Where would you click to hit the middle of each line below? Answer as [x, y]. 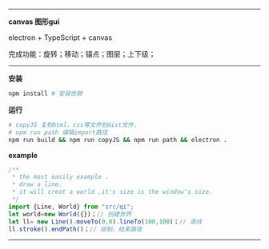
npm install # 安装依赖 [45, 93]
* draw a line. [37, 184]
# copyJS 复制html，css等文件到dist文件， [74, 125]
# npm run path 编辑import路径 [58, 132]
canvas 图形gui [34, 22]
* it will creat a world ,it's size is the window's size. [112, 192]
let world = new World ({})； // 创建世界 [70, 214]
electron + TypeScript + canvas [60, 38]
